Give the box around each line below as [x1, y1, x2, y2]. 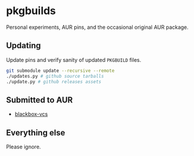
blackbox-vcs [14, 111, 48, 118]
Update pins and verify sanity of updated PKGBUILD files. [6, 56, 142, 63]
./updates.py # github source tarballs [6, 73, 104, 79]
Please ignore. [6, 143, 41, 150]
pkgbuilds [6, 4, 56, 18]
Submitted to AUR [6, 95, 73, 105]
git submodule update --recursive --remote [6, 68, 115, 74]
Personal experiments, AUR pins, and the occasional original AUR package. [6, 24, 189, 31]
